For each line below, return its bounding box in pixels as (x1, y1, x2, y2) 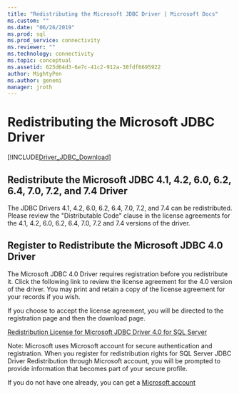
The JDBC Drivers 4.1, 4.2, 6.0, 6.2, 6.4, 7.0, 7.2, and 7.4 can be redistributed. (7, 204, 233, 212)
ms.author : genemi (7, 76, 62, 84)
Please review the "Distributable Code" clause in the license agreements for (7, 211, 230, 220)
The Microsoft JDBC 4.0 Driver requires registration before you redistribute (7, 269, 228, 278)
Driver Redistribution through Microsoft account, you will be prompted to (7, 356, 221, 365)
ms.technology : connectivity (7, 51, 94, 58)
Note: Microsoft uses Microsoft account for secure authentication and (7, 341, 213, 350)
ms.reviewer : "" (7, 44, 56, 51)
